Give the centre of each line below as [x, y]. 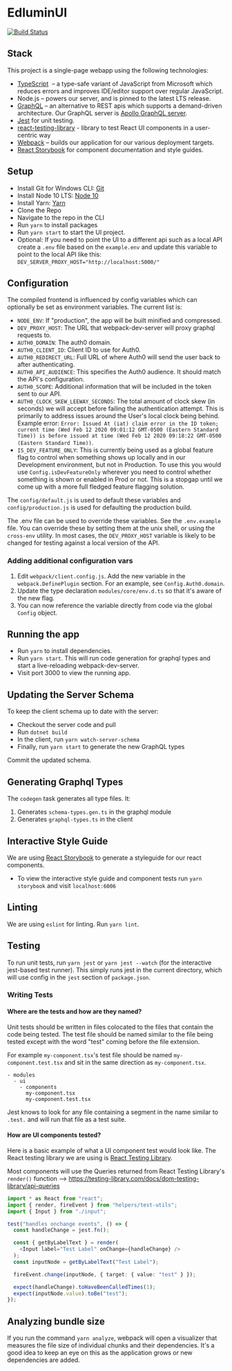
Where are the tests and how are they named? [75, 1012]
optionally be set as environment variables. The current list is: [95, 307]
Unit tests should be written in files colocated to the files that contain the [110, 1027]
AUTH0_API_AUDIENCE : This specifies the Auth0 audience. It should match [119, 372]
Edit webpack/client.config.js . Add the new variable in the [101, 576]
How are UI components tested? [54, 1135]
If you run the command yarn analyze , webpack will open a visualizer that [112, 1338]
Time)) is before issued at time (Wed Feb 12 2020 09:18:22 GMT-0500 [119, 436]
